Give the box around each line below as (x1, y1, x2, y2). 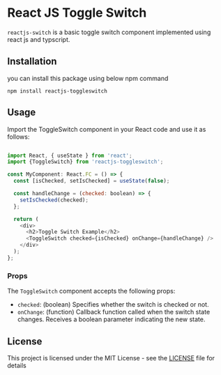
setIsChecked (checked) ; (20, 197, 89, 204)
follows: (7, 132, 30, 141)
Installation (7, 56, 57, 68)
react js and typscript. (7, 35, 70, 43)
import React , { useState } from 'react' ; (7, 152, 132, 159)
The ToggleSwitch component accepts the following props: (7, 287, 176, 296)
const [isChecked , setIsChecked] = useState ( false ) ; (13, 178, 170, 185)
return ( (13, 215, 39, 222)
